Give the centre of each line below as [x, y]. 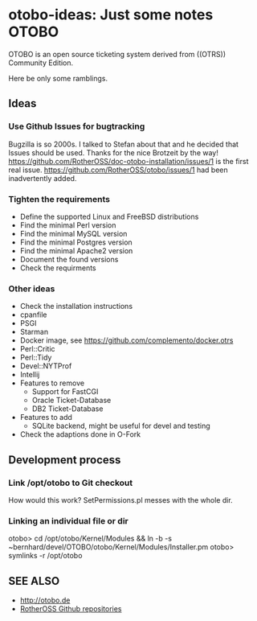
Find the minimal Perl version [68, 225]
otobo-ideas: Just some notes [111, 15]
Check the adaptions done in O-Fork [80, 434]
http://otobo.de [45, 600]
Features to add [46, 417]
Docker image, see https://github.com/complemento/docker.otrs [126, 340]
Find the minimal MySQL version [73, 233]
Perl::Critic [37, 349]
